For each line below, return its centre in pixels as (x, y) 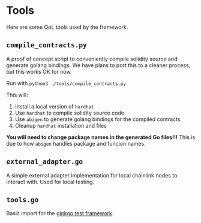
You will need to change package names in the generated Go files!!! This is (101, 137)
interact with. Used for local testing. (50, 182)
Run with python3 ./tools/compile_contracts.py (66, 83)
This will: (17, 95)
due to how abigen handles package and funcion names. (76, 143)
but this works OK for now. (39, 71)
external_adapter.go (45, 162)
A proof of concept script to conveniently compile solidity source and (92, 59)
